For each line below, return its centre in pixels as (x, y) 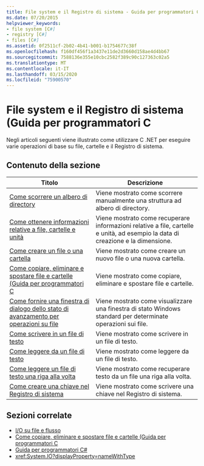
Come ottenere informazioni (49, 222)
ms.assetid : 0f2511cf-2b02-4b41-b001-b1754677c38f (72, 46)
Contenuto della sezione (53, 165)
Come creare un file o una (46, 250)
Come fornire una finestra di (49, 301)
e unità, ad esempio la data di (137, 233)
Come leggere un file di (42, 369)
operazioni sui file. (122, 323)
